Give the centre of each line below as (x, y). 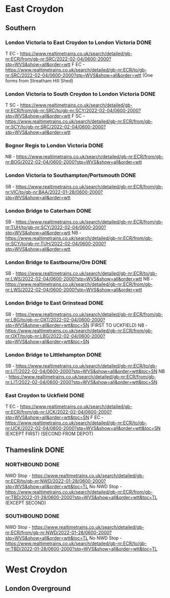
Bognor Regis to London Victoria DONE (54, 145)
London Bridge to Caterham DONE (48, 210)
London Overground (38, 589)
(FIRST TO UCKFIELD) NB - (119, 325)
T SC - (12, 105)
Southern (20, 28)
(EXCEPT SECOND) (26, 503)
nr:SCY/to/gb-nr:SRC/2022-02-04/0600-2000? (56, 127)
